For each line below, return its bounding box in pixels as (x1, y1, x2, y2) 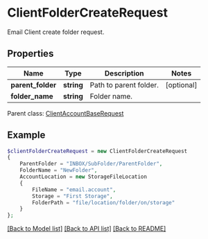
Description (104, 68, 144, 78)
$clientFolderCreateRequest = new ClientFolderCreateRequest (7, 148, 188, 154)
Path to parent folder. (89, 80, 159, 89)
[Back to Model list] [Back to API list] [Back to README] (7, 224, 166, 233)
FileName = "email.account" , (32, 186, 116, 193)
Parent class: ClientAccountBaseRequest (7, 109, 124, 117)
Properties (7, 48, 54, 60)
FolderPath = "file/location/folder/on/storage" (32, 199, 175, 206)
